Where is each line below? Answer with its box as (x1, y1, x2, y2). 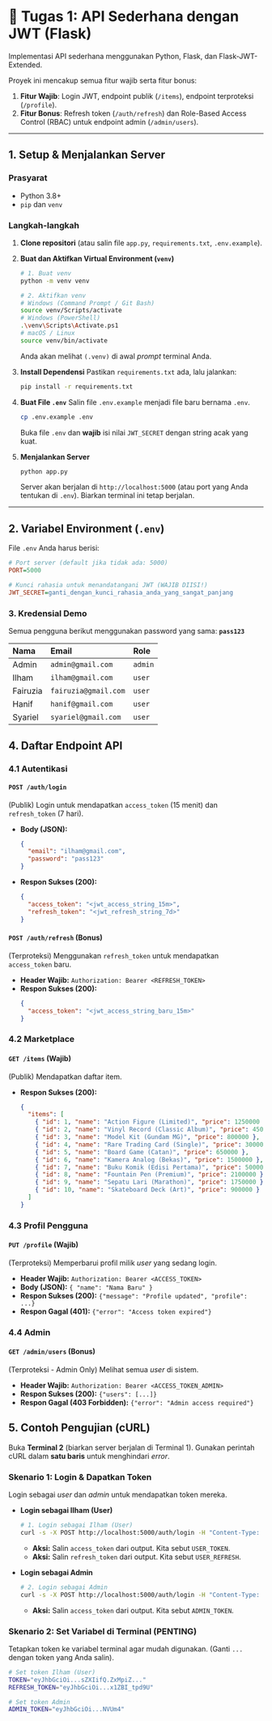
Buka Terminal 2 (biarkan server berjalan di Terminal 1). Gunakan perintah (8, 1443, 255, 1452)
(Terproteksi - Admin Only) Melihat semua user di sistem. (8, 1365, 199, 1375)
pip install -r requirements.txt (19, 382, 134, 391)
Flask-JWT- (219, 51, 258, 61)
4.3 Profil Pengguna (8, 1220, 89, 1231)
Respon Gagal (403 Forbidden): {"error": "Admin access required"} (19, 1398, 254, 1407)
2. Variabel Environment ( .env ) (8, 521, 165, 535)
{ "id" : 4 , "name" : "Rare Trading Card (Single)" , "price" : (35, 1141, 242, 1149)
